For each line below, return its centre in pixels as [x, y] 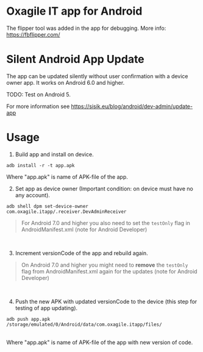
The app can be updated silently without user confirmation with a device [97, 76]
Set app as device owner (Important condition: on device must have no [104, 189]
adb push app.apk [28, 319]
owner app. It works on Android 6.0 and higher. [66, 82]
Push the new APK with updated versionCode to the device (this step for [106, 301]
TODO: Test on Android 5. [39, 94]
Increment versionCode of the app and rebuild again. [81, 253]
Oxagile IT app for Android [74, 11]
